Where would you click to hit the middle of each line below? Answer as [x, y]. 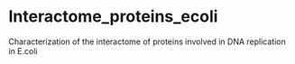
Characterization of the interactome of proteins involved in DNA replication [147, 41]
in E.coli [23, 50]
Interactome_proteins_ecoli [113, 17]
